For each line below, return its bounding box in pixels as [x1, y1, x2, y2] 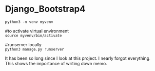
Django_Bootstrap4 [5, 3, 86, 15]
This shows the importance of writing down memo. [5, 60, 107, 66]
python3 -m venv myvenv [5, 19, 54, 24]
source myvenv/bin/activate [5, 33, 62, 38]
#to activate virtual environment [5, 28, 69, 34]
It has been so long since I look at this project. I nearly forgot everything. [5, 55, 151, 61]
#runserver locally [5, 41, 42, 47]
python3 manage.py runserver [5, 47, 64, 52]
